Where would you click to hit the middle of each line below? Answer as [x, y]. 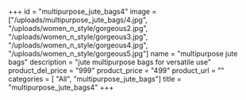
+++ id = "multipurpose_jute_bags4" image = [83, 12]
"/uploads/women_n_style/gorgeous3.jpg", [78, 37]
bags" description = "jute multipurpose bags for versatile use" [110, 62]
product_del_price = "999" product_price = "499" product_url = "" [116, 70]
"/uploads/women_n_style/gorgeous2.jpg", [78, 28]
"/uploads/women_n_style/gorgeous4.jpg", [78, 45]
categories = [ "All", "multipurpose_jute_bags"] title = [95, 79]
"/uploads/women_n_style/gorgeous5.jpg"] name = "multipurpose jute [123, 54]
